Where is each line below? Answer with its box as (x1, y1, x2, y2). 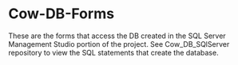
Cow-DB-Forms (8, 5, 114, 23)
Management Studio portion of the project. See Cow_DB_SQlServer (8, 39, 230, 48)
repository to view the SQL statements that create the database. (8, 48, 219, 57)
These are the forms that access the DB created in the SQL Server (8, 31, 226, 40)
